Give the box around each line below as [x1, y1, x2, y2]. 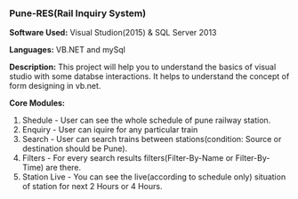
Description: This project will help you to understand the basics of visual [9, 61, 277, 73]
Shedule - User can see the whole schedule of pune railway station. [21, 115, 271, 126]
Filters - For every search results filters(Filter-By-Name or [21, 153, 234, 163]
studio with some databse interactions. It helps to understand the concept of [9, 71, 290, 82]
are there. [45, 163, 82, 173]
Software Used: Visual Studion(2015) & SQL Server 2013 [9, 28, 217, 38]
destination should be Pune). [21, 143, 128, 154]
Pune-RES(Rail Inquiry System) [9, 7, 147, 20]
